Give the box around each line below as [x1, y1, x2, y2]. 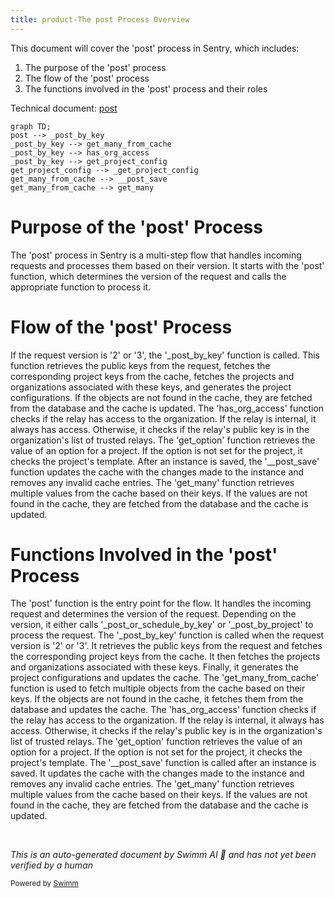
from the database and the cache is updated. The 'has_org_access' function [10, 402, 325, 414]
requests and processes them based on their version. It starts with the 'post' [10, 259, 325, 271]
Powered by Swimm [10, 879, 79, 889]
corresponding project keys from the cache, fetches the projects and [10, 370, 295, 382]
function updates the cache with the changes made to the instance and [10, 466, 305, 478]
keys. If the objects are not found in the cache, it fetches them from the [10, 693, 304, 705]
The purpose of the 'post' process [24, 61, 167, 73]
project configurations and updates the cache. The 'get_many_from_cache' [10, 672, 320, 684]
